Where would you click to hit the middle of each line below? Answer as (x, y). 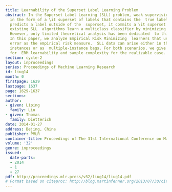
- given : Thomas (23, 115)
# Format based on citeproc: (36, 182)
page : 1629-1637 (23, 91)
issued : (14, 153)
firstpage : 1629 (23, 81)
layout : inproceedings (29, 62)
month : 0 (15, 77)
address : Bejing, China (31, 129)
